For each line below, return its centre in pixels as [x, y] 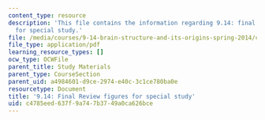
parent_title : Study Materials [60, 67]
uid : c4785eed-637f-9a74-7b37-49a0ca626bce [81, 103]
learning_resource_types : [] [56, 52]
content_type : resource [47, 15]
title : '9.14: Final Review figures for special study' [102, 96]
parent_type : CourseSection [54, 74]
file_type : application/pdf [54, 45]
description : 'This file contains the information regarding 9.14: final [132, 23]
